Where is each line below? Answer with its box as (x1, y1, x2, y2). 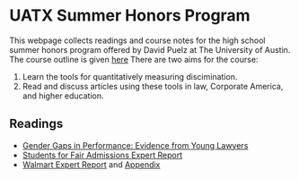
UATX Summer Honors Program (9, 5, 251, 26)
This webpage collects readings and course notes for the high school (9, 35, 266, 46)
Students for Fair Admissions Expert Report (22, 149, 183, 160)
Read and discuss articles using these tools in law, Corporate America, (22, 81, 284, 91)
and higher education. (22, 90, 105, 101)
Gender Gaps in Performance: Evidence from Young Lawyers (22, 140, 249, 150)
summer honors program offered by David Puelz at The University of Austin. (9, 44, 291, 55)
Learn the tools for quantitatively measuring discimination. (22, 71, 238, 81)
